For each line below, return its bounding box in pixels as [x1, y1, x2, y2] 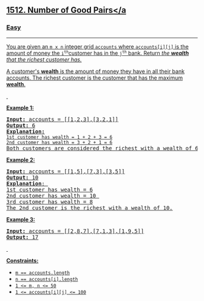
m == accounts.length [15, 269, 70, 276]
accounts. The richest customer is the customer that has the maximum [6, 74, 183, 81]
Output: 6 [6, 122, 35, 129]
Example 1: [6, 104, 35, 111]
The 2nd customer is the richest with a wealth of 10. [6, 204, 173, 211]
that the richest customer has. [6, 55, 82, 63]
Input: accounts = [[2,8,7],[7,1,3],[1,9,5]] [6, 227, 144, 234]
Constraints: [6, 257, 39, 264]
